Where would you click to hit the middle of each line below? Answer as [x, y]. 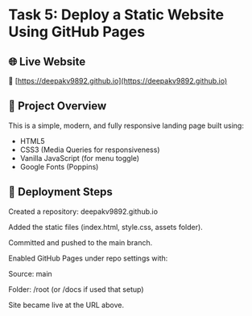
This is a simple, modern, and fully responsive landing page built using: [126, 125]
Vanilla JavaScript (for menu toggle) [79, 158]
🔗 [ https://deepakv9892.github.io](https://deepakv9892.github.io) [118, 81]
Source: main [30, 273]
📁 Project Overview [58, 106]
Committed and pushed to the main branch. [81, 242]
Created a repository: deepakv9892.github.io [83, 211]
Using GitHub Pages [77, 32]
